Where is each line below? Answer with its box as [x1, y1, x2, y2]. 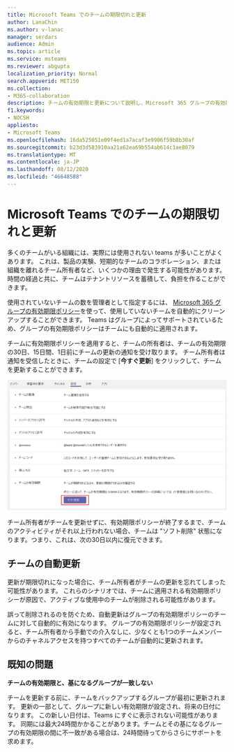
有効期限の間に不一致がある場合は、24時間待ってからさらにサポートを [19, 728, 222, 737]
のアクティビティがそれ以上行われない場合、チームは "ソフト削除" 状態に [7, 527, 217, 536]
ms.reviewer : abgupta [7, 63, 70, 70]
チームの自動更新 [7, 558, 81, 570]
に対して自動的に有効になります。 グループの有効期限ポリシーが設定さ [13, 619, 216, 627]
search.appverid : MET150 [7, 78, 79, 84]
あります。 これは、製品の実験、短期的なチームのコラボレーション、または [7, 257, 221, 265]
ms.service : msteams [7, 56, 68, 63]
